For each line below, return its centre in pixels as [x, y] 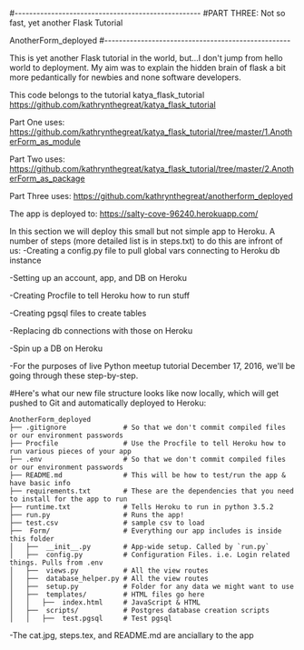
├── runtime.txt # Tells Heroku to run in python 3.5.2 [142, 507]
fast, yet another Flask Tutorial [66, 23]
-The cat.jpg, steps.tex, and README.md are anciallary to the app [132, 635]
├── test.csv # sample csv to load [107, 523]
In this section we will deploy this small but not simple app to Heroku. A [142, 231]
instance [25, 260]
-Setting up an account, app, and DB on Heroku [98, 278]
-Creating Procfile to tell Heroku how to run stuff [100, 295]
